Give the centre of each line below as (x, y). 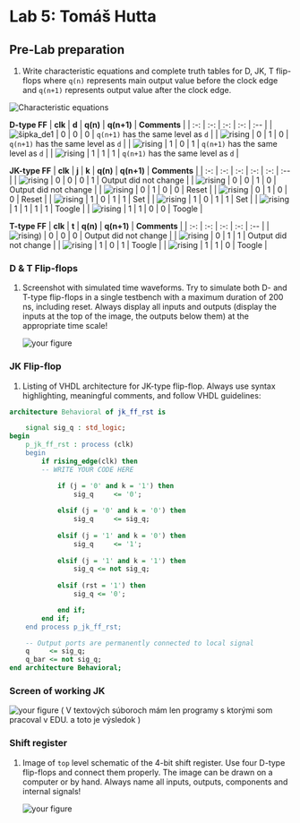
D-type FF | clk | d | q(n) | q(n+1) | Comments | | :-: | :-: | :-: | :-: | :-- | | (141, 124)
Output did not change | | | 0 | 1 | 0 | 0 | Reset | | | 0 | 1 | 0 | (149, 189)
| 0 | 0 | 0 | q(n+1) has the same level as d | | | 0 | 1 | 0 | (172, 134)
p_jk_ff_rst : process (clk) (80, 445)
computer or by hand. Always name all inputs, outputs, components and (155, 782)
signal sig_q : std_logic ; (76, 428)
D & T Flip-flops (44, 268)
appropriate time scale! (65, 326)
